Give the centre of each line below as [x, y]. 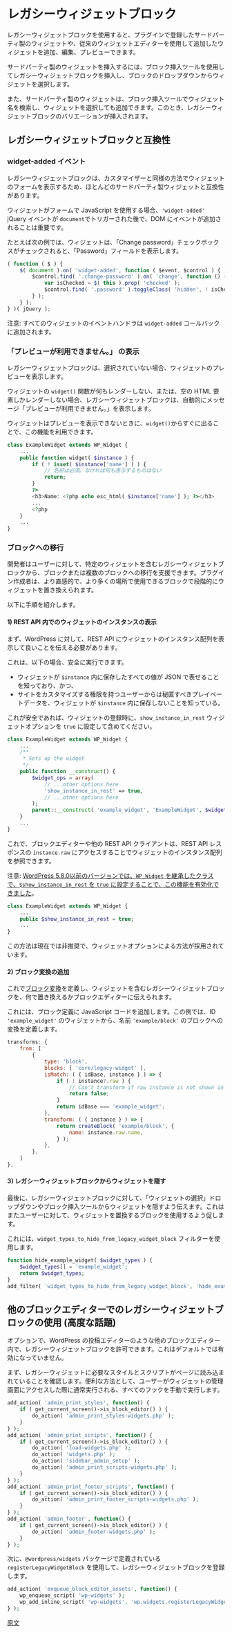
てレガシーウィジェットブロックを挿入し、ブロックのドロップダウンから [110, 75]
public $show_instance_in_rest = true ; [77, 919]
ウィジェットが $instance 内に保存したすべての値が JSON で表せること [118, 677]
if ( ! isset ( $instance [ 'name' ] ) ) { [89, 464]
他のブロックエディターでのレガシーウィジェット [111, 1309]
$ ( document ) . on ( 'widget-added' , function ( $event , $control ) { [120, 270]
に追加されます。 [31, 332]
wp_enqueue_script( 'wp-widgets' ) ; [72, 1596]
